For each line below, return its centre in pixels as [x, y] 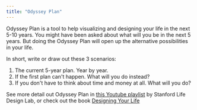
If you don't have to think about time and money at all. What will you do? [103, 83]
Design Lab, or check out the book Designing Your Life [73, 101]
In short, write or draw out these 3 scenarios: [61, 59]
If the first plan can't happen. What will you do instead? [82, 76]
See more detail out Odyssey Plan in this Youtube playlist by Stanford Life [96, 94]
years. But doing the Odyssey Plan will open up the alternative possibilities [97, 41]
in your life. [20, 47]
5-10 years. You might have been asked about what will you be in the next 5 [99, 35]
